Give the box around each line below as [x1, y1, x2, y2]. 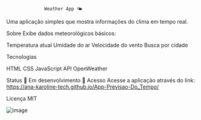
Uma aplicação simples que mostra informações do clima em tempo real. [6, 18, 188, 25]
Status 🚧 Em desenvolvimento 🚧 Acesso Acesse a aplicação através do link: [6, 77, 196, 84]
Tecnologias [6, 53, 37, 60]
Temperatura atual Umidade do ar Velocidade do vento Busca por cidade [6, 42, 188, 48]
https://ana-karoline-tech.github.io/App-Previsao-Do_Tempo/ [6, 83, 159, 90]
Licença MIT [6, 95, 38, 102]
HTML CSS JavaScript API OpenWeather [6, 65, 108, 72]
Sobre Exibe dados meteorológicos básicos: [6, 30, 116, 37]
